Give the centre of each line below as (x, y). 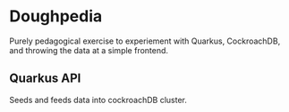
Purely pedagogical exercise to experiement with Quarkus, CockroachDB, (145, 41)
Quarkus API (45, 79)
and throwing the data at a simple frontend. (89, 50)
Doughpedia (56, 16)
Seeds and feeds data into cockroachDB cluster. (98, 100)
